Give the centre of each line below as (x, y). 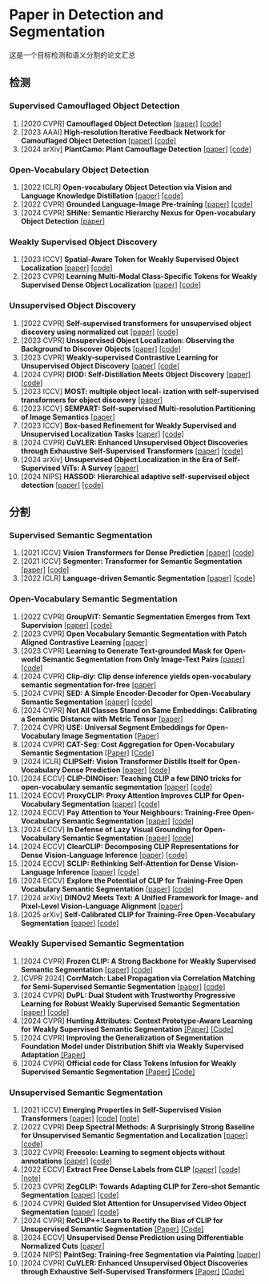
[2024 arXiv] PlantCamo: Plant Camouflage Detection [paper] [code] (136, 149)
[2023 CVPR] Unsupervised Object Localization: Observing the (127, 340)
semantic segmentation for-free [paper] (88, 684)
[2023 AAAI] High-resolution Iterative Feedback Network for (123, 132)
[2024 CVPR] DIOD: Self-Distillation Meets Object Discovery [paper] (136, 374)
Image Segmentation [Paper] (110, 735)
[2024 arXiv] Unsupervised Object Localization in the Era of (121, 459)
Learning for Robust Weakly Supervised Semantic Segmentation (130, 1004)
